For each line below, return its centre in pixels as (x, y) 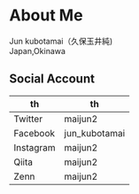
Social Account (52, 79)
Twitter (28, 119)
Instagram (35, 147)
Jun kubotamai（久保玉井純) (61, 41)
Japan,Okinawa (38, 50)
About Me (46, 16)
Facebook (35, 133)
